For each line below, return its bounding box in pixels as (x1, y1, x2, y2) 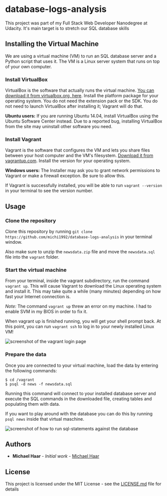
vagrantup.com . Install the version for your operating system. (5, 158, 131, 164)
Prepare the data (5, 351, 46, 358)
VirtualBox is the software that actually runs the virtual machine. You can (5, 87, 155, 93)
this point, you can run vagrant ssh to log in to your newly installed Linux (5, 324, 155, 330)
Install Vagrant (5, 136, 41, 143)
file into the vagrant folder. (5, 254, 60, 260)
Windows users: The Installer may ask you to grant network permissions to (5, 167, 161, 173)
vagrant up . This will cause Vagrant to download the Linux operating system (5, 283, 162, 289)
